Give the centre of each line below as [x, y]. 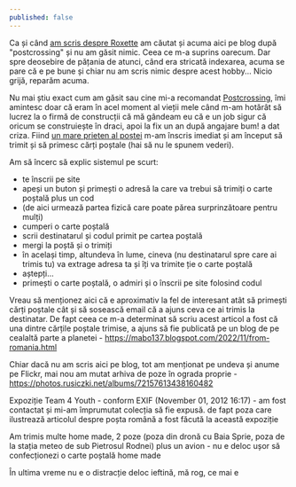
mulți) [33, 216]
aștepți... [38, 273]
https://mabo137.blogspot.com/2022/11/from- [187, 337]
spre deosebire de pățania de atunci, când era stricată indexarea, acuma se [147, 61]
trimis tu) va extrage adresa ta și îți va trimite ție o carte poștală [137, 263]
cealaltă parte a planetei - [56, 337]
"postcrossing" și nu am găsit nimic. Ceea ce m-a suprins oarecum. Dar [140, 52]
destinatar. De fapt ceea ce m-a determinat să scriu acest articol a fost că [144, 318]
